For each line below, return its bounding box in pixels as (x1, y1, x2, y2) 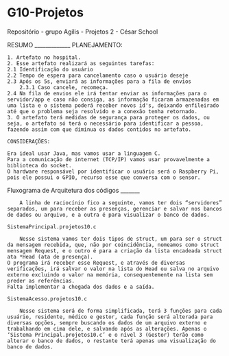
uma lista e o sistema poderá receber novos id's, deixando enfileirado (7, 102, 219, 109)
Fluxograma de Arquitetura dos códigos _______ (7, 186, 141, 194)
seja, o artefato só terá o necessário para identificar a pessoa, (7, 120, 204, 127)
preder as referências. (7, 277, 75, 284)
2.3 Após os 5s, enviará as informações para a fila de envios (7, 78, 192, 85)
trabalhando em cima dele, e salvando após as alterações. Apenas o (7, 325, 207, 332)
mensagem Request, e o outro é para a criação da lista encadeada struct (7, 247, 223, 254)
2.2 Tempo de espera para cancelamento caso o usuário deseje (7, 72, 189, 79)
